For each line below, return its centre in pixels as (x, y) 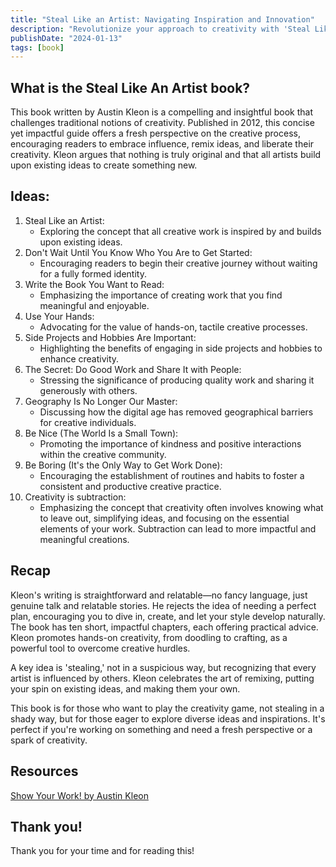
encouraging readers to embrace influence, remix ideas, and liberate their (162, 144)
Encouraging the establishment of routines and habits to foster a (172, 475)
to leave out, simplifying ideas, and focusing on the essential (164, 518)
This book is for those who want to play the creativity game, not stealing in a (167, 708)
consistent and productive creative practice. (130, 486)
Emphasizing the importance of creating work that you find (161, 295)
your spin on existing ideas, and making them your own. (125, 688)
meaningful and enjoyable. (94, 305)
